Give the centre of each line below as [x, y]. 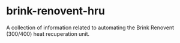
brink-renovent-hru [55, 11]
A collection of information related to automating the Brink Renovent [90, 27]
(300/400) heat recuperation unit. [48, 33]
